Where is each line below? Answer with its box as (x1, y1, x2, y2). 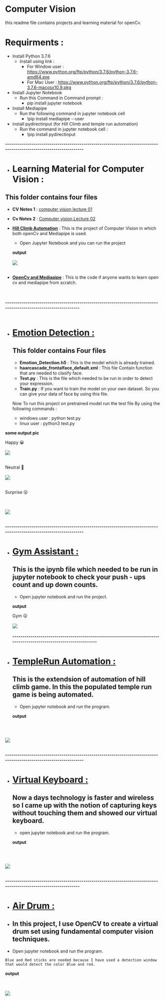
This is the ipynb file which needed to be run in (12, 566, 158, 574)
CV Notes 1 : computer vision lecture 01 (12, 206, 92, 212)
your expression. (19, 380, 54, 386)
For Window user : (27, 63, 64, 69)
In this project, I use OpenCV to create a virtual (12, 920, 158, 928)
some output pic (5, 430, 39, 435)
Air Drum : (12, 900, 55, 912)
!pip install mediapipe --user (27, 115, 84, 121)
